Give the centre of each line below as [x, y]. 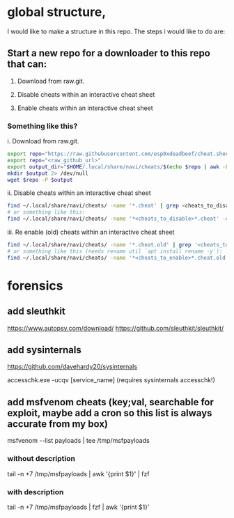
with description [36, 492]
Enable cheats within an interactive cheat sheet [85, 108]
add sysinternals [44, 350]
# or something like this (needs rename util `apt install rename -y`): [115, 251]
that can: [27, 64]
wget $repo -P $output [40, 180]
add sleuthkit [37, 312]
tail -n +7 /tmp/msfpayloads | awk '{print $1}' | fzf [78, 473]
